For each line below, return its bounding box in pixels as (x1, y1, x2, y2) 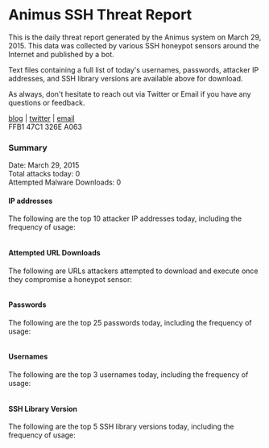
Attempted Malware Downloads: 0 (8, 177, 122, 187)
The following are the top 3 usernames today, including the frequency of (8, 370, 249, 380)
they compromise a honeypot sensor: (8, 274, 133, 284)
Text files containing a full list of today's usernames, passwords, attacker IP (8, 64, 259, 74)
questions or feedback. (8, 97, 85, 107)
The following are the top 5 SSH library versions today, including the (8, 421, 234, 432)
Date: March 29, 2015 (8, 160, 80, 170)
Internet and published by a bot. (8, 49, 114, 59)
